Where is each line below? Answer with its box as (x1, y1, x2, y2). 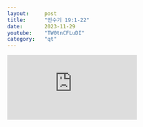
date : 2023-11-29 (7, 23, 76, 30)
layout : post (7, 10, 57, 17)
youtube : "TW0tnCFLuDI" (7, 29, 85, 37)
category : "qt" (7, 36, 57, 43)
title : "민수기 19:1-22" (7, 17, 90, 23)
